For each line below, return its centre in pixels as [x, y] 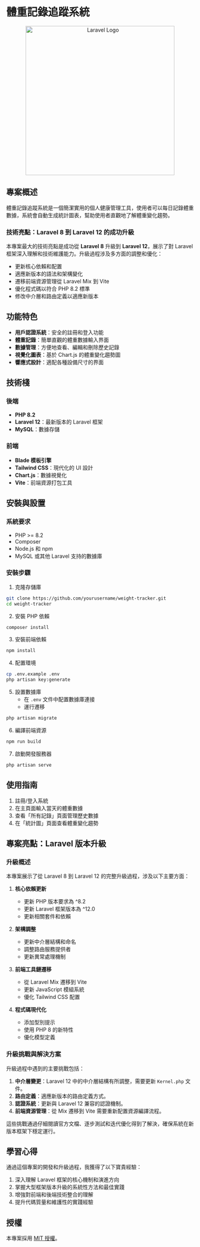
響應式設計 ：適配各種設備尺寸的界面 [59, 362]
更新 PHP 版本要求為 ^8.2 [55, 902]
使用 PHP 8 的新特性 [49, 1030]
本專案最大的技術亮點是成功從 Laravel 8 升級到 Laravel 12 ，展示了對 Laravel [100, 246]
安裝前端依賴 [30, 640]
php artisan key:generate [38, 680]
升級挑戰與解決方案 [34, 1054]
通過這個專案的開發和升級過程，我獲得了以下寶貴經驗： [74, 1167]
